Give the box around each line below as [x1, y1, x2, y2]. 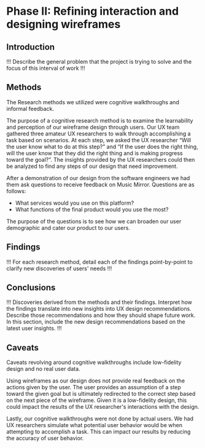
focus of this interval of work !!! [6, 64, 85, 72]
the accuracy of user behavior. [6, 435, 84, 442]
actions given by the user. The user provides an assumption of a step [6, 384, 181, 391]
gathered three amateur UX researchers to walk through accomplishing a [6, 130, 191, 137]
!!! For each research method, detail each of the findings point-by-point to [6, 258, 193, 265]
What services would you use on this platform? [15, 199, 134, 207]
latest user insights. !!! [6, 325, 62, 332]
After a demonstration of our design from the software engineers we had [6, 174, 190, 181]
